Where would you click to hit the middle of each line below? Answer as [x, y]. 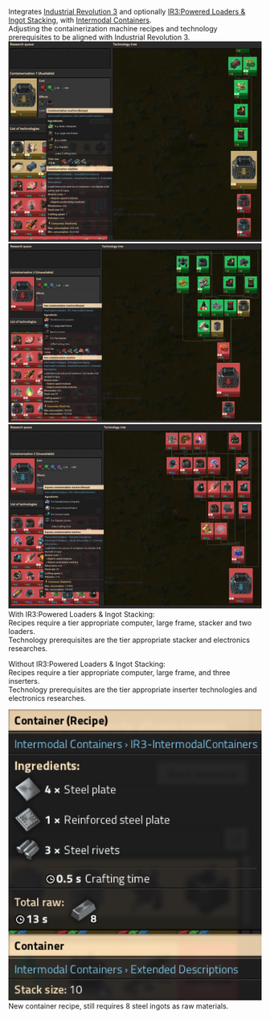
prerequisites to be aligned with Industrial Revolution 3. [99, 37]
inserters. [24, 681]
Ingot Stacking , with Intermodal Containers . [80, 20]
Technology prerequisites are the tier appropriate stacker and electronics [129, 640]
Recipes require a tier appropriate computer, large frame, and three [119, 672]
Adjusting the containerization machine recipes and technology [113, 29]
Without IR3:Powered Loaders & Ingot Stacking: [87, 664]
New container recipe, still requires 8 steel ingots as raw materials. [119, 1006]
